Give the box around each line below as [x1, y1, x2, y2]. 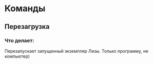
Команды [4, 3, 46, 14]
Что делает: [4, 37, 35, 44]
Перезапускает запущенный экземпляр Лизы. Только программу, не [4, 48, 149, 54]
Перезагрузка [4, 22, 50, 31]
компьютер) [4, 53, 30, 59]
